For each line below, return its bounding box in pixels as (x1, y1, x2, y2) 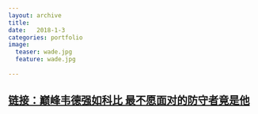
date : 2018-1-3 (8, 26, 66, 34)
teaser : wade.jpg (15, 48, 73, 56)
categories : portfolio (8, 33, 83, 42)
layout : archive (8, 11, 62, 20)
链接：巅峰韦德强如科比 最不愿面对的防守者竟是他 (8, 94, 250, 107)
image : (8, 41, 30, 49)
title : (8, 19, 30, 27)
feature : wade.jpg (15, 56, 77, 64)
